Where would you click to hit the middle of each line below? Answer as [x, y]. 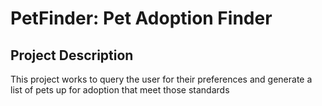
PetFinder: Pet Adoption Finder [141, 18]
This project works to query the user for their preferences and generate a [161, 79]
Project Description [72, 55]
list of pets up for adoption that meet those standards [120, 90]
